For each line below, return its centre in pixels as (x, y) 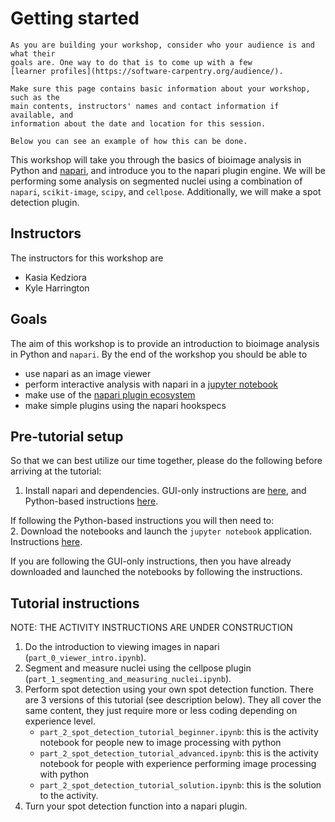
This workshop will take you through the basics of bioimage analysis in (156, 159)
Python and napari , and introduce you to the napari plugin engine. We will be (168, 170)
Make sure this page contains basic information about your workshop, (160, 88)
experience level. (60, 721)
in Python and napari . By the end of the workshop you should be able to (159, 354)
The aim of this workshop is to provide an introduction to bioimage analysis (165, 343)
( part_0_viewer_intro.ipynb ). (85, 658)
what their (33, 53)
